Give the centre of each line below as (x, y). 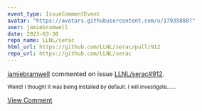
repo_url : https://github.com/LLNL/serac (70, 54)
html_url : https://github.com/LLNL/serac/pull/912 (84, 47)
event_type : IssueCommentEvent (54, 14)
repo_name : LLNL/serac (41, 41)
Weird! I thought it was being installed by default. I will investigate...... (92, 87)
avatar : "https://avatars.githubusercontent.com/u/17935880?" (101, 21)
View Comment (30, 100)
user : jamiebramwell (38, 27)
